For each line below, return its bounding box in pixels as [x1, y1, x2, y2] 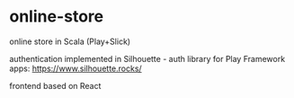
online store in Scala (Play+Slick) [9, 36, 131, 47]
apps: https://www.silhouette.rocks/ [9, 63, 142, 74]
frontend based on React [9, 80, 102, 91]
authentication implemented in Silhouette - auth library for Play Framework [9, 53, 286, 64]
